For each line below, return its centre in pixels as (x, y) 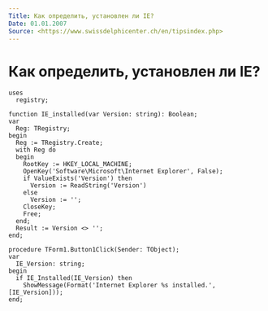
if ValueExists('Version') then (78, 179)
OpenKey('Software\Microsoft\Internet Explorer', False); (123, 172)
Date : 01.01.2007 (38, 24)
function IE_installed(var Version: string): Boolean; (103, 115)
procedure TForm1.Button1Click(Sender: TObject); (94, 250)
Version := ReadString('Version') (89, 186)
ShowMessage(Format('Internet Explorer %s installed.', (120, 286)
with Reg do (36, 150)
